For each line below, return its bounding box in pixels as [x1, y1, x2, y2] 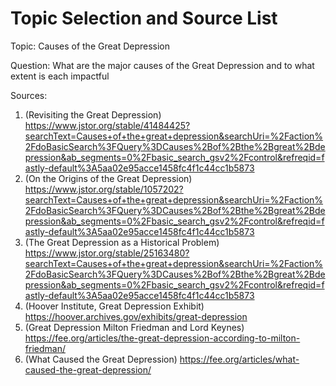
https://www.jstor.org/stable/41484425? [24, 119, 191, 131]
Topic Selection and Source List [10, 7, 278, 30]
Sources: [10, 89, 48, 101]
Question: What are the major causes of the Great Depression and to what [10, 59, 315, 71]
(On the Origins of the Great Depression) [24, 172, 193, 184]
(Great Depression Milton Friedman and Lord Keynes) [24, 321, 245, 333]
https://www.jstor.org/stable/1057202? [24, 183, 184, 195]
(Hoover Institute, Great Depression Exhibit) [24, 300, 205, 312]
